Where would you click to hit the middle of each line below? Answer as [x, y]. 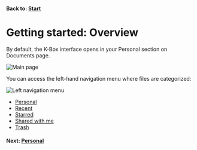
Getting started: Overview [72, 32]
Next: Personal [25, 141]
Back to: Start [24, 8]
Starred [24, 114]
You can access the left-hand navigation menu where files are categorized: [99, 78]
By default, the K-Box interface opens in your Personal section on [87, 49]
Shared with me [34, 121]
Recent [24, 108]
